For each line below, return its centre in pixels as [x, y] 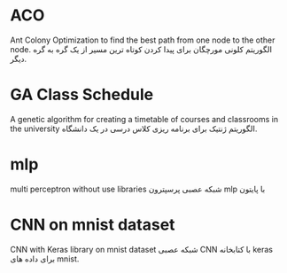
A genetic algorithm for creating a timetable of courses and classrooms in [144, 119]
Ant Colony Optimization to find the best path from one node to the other [143, 40]
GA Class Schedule [82, 95]
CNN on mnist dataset [93, 225]
